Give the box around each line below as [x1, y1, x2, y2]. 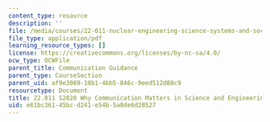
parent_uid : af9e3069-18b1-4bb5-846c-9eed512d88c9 [8, 79, 182, 87]
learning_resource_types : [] [8, 42, 106, 50]
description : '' [8, 19, 63, 27]
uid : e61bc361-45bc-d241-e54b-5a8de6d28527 [8, 101, 157, 109]
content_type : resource [8, 11, 88, 20]
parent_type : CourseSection [8, 71, 103, 79]
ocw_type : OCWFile [8, 57, 70, 65]
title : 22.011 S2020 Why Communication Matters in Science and [8, 94, 225, 102]
